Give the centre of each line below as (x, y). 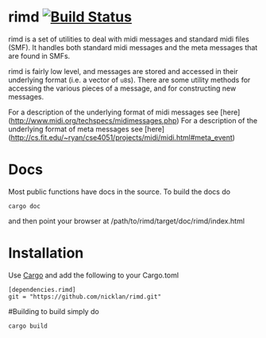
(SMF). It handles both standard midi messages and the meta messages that (133, 47)
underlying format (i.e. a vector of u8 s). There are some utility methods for (129, 80)
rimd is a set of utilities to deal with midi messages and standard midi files (129, 39)
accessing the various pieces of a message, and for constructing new (122, 88)
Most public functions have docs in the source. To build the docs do (120, 192)
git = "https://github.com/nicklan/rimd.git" (85, 297)
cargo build (28, 326)
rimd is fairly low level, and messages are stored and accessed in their (123, 71)
